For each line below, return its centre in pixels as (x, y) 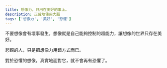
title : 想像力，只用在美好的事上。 (37, 10)
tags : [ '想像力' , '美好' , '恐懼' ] (38, 19)
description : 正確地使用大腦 (33, 14)
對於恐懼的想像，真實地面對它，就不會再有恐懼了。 (57, 61)
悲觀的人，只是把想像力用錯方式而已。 (44, 50)
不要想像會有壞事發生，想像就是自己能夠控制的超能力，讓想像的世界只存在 (81, 34)
